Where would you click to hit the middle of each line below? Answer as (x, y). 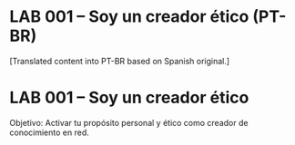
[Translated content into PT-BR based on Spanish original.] (120, 61)
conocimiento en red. (49, 132)
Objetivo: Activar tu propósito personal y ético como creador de (129, 122)
